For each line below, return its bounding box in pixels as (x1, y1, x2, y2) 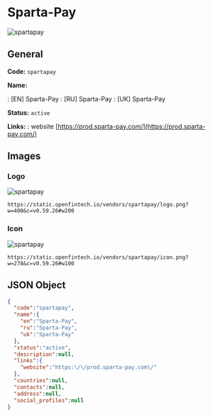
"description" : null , (13, 350, 75, 358)
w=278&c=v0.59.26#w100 (7, 260, 75, 267)
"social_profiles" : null (13, 396, 84, 404)
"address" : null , (13, 390, 62, 397)
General (7, 48, 44, 60)
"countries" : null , (13, 377, 69, 384)
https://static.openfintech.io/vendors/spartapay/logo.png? (7, 201, 190, 208)
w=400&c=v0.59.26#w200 (7, 207, 75, 215)
